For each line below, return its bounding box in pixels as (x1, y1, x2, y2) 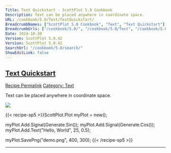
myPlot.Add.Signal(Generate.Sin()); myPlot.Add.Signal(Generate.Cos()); (5, 122, 155, 128)
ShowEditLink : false (5, 50, 49, 55)
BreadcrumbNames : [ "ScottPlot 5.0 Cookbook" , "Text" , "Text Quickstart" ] (5, 21, 165, 27)
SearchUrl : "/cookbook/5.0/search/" (5, 45, 83, 50)
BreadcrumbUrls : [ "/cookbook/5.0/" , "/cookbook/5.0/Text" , (5, 27, 133, 32)
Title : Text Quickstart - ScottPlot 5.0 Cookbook (5, 7, 113, 13)
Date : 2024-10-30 (5, 31, 42, 36)
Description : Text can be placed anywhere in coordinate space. (5, 12, 145, 17)
